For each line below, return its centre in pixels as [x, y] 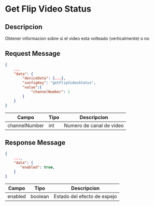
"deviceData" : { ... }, [44, 79]
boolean [40, 196]
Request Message [33, 54]
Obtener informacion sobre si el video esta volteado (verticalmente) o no [77, 38]
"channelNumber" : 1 [50, 92]
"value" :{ [32, 87]
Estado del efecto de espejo [85, 196]
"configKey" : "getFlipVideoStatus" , [59, 83]
